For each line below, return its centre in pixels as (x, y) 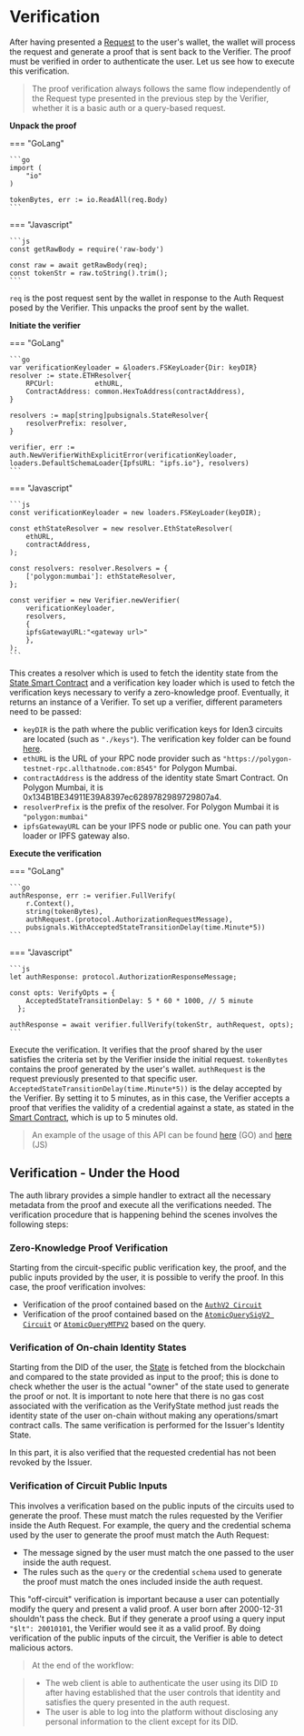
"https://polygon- (257, 759)
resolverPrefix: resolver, (77, 423)
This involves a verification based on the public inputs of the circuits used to (152, 1506)
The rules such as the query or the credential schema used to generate (152, 1571)
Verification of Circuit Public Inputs (88, 1486)
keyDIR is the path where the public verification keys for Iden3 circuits (152, 729)
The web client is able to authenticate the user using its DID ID (162, 1682)
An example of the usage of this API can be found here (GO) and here (162, 1134)
